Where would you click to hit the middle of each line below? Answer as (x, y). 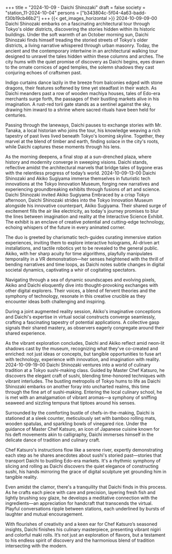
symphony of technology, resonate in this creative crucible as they (76, 296)
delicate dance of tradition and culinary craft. (53, 440)
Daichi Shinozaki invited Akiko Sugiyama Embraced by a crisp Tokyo (77, 195)
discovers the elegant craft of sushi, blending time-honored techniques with (85, 376)
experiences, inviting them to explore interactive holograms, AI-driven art (82, 243)
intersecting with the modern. (36, 546)
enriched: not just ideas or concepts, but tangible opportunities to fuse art (83, 354)
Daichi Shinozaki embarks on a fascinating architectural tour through (78, 24)
